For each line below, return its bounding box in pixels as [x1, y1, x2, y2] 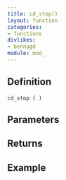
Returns [7, 138, 44, 150]
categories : [7, 23, 42, 30]
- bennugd [7, 43, 37, 50]
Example [7, 162, 46, 174]
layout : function [7, 17, 58, 24]
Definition [7, 76, 51, 88]
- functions [7, 30, 42, 37]
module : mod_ [7, 50, 46, 57]
